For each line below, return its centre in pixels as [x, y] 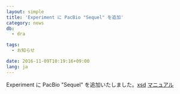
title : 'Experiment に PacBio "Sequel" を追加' [65, 17]
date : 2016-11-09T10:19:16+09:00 [48, 61]
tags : [13, 45]
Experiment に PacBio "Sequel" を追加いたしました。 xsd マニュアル [90, 84]
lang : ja [17, 66]
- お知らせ [23, 51]
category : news [25, 23]
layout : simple [25, 12]
